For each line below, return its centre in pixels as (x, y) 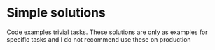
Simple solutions (56, 13)
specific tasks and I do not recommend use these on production (99, 39)
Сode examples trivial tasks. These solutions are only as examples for (107, 32)
